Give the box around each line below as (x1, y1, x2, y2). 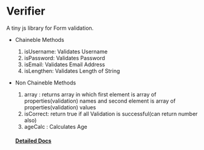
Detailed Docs (15, 137, 52, 144)
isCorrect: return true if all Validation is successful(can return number (24, 110, 198, 117)
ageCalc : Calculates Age (24, 123, 87, 130)
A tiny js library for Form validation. (6, 24, 94, 32)
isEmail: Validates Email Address (24, 61, 105, 68)
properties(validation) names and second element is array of (24, 97, 176, 104)
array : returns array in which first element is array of (24, 90, 157, 98)
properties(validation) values (24, 103, 96, 111)
